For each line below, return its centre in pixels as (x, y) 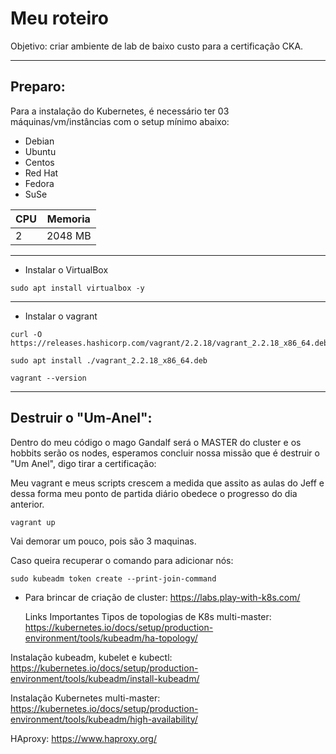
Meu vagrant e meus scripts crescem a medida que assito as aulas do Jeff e (167, 483)
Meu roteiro (59, 18)
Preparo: (38, 87)
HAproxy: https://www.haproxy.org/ (83, 738)
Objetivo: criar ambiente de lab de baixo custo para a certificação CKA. (157, 46)
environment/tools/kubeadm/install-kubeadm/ (105, 678)
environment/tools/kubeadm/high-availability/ (104, 719)
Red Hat (41, 173)
